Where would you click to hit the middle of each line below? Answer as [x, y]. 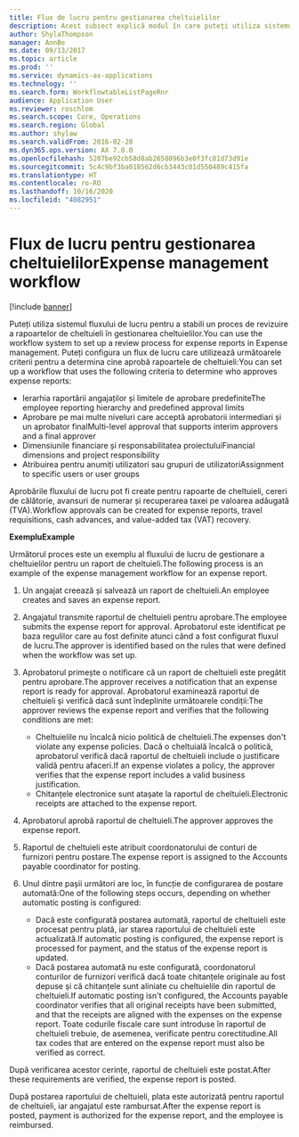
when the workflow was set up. [80, 655]
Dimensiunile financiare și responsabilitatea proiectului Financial [138, 445]
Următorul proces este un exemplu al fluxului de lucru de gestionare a [137, 554]
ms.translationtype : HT [53, 175]
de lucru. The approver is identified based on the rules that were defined [154, 645]
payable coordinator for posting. [81, 866]
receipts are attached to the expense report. [116, 803]
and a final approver [59, 436]
